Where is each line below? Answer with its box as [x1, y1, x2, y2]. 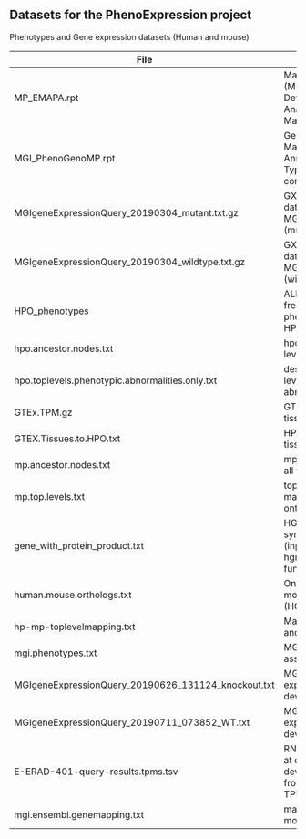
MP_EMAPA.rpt [14, 91, 79, 104]
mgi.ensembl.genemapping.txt [14, 808, 145, 821]
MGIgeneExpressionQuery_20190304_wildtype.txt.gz [14, 255, 246, 268]
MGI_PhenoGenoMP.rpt [14, 151, 116, 164]
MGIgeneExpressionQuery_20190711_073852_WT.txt [14, 716, 250, 729]
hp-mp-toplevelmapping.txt [14, 620, 136, 633]
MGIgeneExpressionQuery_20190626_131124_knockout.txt [14, 678, 275, 691]
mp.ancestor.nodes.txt [14, 458, 111, 471]
